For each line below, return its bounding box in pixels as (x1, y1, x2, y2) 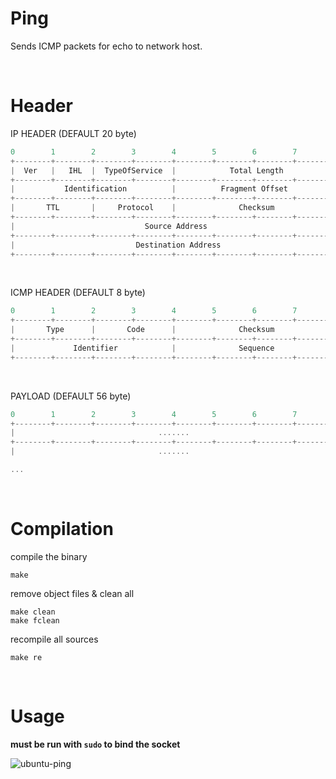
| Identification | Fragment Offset (10, 184, 288, 194)
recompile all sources (10, 633, 99, 645)
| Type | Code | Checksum (10, 325, 275, 335)
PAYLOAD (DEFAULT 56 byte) (10, 390, 132, 402)
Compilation (10, 518, 114, 541)
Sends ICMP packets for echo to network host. (10, 40, 203, 52)
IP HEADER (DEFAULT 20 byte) (10, 127, 137, 139)
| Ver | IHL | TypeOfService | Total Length (10, 165, 284, 176)
